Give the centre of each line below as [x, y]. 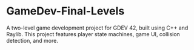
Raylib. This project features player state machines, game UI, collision [93, 34]
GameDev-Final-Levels [65, 11]
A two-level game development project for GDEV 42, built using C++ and [97, 28]
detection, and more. [32, 40]
